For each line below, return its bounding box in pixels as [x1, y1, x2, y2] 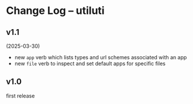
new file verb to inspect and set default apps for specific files [14, 60, 166, 67]
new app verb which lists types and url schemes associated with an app [14, 54, 187, 60]
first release [6, 92, 35, 99]
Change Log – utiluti [6, 4, 105, 17]
